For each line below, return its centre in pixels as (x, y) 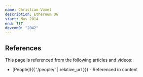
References (23, 48)
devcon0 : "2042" (22, 28)
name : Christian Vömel (28, 10)
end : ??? (14, 23)
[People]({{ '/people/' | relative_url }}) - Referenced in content (75, 69)
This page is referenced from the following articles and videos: (69, 60)
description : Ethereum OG (32, 14)
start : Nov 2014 (22, 19)
